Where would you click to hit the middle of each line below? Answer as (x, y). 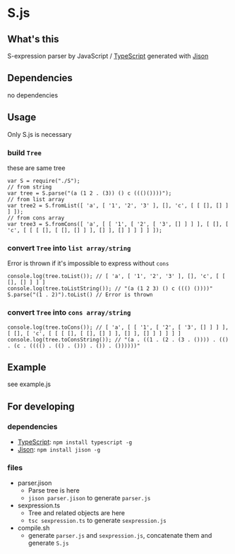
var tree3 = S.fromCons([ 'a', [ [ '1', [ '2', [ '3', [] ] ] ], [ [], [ (118, 224)
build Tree (25, 152)
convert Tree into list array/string (69, 248)
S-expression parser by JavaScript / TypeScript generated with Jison (108, 56)
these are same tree (36, 168)
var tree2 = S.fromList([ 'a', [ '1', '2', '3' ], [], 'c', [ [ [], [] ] (118, 205)
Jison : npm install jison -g (59, 450)
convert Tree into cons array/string (69, 313)
